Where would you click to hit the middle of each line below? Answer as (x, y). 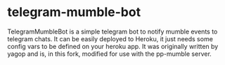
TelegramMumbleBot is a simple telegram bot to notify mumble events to (112, 31)
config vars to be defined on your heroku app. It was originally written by (113, 46)
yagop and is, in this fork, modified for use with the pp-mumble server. (110, 54)
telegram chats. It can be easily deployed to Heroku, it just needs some (110, 38)
